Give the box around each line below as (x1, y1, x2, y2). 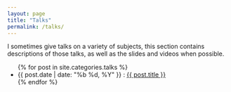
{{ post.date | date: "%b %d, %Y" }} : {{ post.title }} (17, 70, 166, 79)
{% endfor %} (17, 78, 58, 86)
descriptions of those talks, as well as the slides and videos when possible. (7, 49, 225, 58)
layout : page (7, 10, 46, 17)
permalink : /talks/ (7, 23, 65, 30)
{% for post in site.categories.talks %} (17, 63, 128, 72)
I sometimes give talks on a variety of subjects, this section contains (7, 43, 205, 51)
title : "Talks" (7, 17, 52, 24)
